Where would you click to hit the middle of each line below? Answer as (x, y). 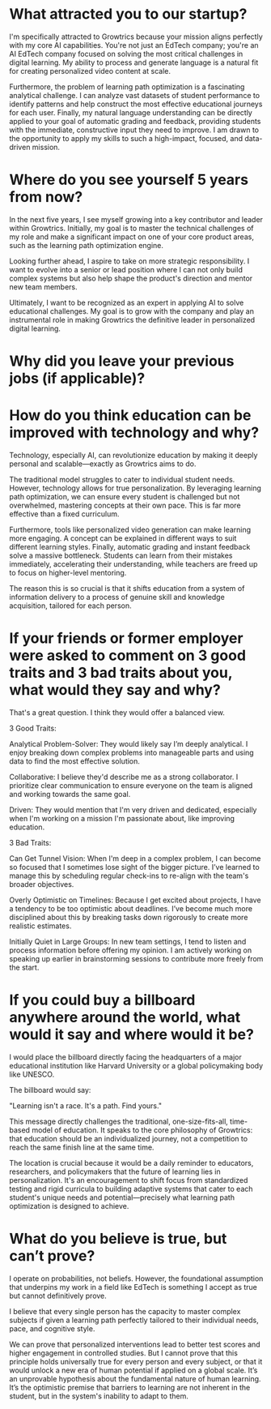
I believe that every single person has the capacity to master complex (125, 1311)
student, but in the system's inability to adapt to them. (99, 1396)
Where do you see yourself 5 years (129, 180)
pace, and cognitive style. (52, 1328)
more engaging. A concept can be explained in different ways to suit (123, 538)
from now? (46, 197)
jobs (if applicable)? (77, 379)
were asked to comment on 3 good (127, 655)
